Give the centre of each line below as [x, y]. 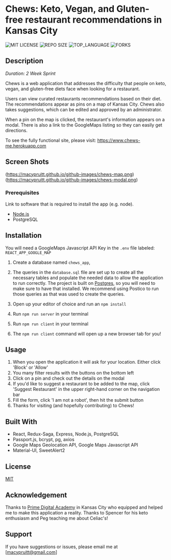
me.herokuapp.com [26, 146]
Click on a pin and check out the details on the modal [69, 378]
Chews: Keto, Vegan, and [60, 9]
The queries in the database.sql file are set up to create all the [78, 272]
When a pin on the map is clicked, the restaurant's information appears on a [85, 119]
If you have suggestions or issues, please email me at [62, 547]
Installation [23, 235]
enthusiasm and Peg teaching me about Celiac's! [57, 518]
